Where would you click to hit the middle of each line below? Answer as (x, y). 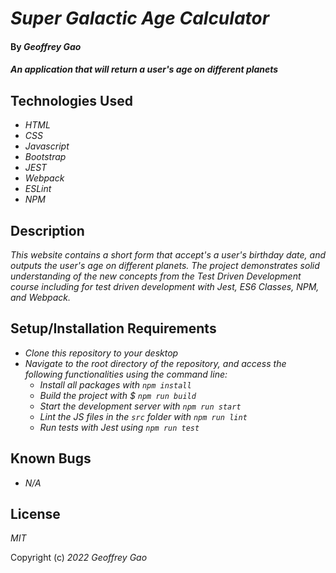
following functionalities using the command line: (126, 374)
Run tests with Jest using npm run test (119, 427)
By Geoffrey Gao (46, 46)
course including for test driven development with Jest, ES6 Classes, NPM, (165, 286)
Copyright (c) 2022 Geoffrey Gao (79, 558)
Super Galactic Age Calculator (140, 18)
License (35, 514)
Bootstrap (45, 157)
